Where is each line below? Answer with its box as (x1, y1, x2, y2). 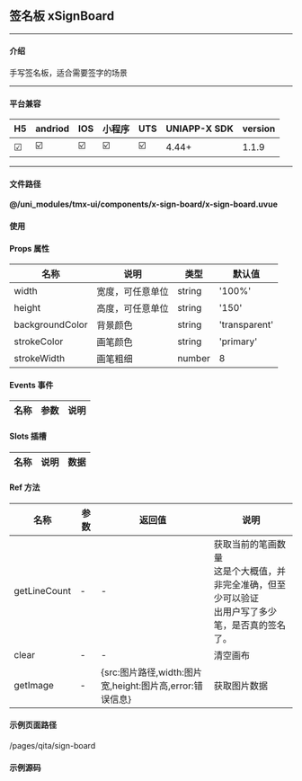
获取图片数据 (213, 679, 268, 692)
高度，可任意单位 (96, 302, 169, 315)
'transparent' (218, 318, 274, 331)
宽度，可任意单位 (96, 286, 169, 298)
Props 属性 (9, 243, 49, 253)
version (242, 122, 276, 135)
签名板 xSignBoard (9, 8, 115, 24)
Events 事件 (9, 379, 54, 390)
